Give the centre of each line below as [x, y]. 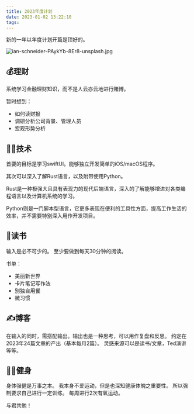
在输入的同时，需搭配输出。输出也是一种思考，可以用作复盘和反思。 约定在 [96, 336]
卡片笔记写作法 [32, 283]
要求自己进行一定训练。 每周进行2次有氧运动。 [67, 393]
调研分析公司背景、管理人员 [48, 121]
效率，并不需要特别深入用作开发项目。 [52, 216]
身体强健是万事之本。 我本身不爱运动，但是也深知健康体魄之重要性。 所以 [94, 386]
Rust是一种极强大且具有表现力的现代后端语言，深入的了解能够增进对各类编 [96, 189]
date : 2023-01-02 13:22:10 [39, 17]
